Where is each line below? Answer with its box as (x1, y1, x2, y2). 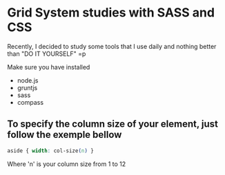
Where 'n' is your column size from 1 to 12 (7, 160, 126, 168)
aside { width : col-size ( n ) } (7, 147, 95, 154)
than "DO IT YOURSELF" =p (7, 50, 86, 58)
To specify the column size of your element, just (7, 119, 219, 130)
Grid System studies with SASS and (7, 5, 215, 21)
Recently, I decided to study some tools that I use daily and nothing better (7, 42, 217, 50)
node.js (17, 76, 39, 84)
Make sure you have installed (7, 63, 90, 71)
